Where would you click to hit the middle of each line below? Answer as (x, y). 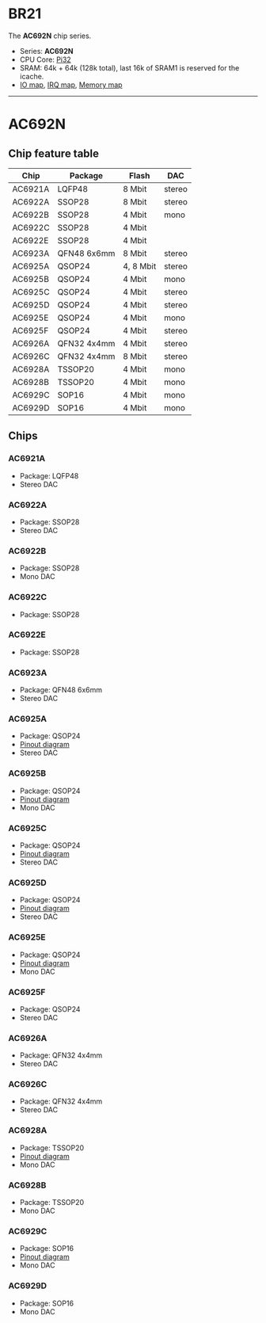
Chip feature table (54, 153)
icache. (32, 76)
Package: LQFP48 (49, 475)
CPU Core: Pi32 (45, 59)
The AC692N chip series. (50, 36)
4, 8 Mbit (139, 266)
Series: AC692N (46, 51)
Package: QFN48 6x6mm (61, 690)
